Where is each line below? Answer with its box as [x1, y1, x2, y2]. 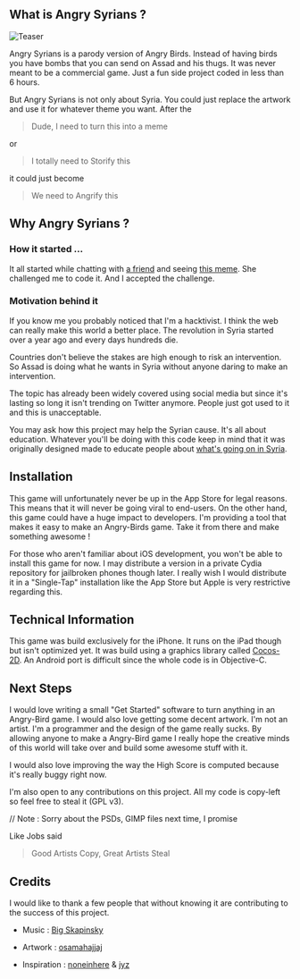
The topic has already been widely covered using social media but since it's [9, 388, 288, 399]
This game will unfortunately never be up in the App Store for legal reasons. [9, 493, 287, 503]
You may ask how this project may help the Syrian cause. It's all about [9, 424, 266, 435]
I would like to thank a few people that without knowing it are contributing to [9, 898, 288, 908]
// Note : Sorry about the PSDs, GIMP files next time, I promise [9, 814, 238, 824]
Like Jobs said [9, 831, 62, 841]
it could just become [9, 173, 85, 183]
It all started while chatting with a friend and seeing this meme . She [9, 263, 257, 274]
